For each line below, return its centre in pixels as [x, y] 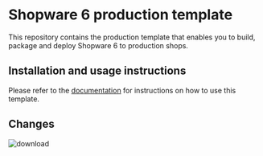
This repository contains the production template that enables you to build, [132, 37]
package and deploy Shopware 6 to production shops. [99, 45]
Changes [31, 124]
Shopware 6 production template [121, 15]
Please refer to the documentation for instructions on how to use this [122, 90]
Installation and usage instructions [97, 71]
